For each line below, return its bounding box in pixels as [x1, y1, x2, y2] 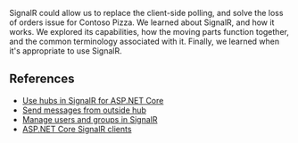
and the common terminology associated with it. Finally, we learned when [9, 36, 280, 46]
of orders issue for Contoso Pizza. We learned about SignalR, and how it [9, 17, 275, 28]
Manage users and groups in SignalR [21, 114, 158, 124]
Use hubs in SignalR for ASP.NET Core [21, 95, 164, 105]
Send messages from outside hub [21, 105, 147, 115]
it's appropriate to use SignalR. [9, 46, 122, 56]
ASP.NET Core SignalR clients [21, 123, 132, 134]
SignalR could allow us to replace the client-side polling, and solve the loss [9, 8, 284, 18]
